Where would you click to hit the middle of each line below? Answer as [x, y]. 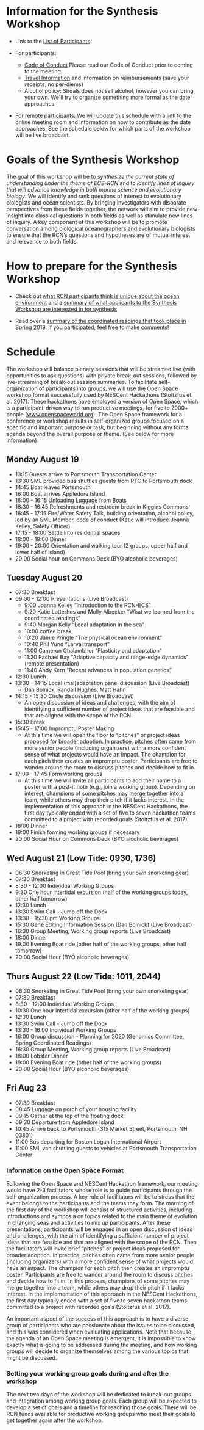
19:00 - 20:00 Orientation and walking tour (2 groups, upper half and [101, 545]
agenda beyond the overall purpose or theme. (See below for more [90, 434]
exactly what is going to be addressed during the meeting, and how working [102, 1345]
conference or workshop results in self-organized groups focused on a [95, 421]
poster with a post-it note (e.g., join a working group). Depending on [110, 787]
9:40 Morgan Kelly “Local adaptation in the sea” [84, 625]
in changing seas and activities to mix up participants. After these [88, 1223]
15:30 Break [30, 722]
